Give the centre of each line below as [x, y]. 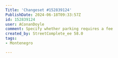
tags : [11, 39]
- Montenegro [19, 43]
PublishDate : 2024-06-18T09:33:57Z [43, 15]
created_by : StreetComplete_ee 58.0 [44, 34]
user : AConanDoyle [25, 24]
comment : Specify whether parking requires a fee [59, 29]
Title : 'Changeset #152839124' [39, 10]
